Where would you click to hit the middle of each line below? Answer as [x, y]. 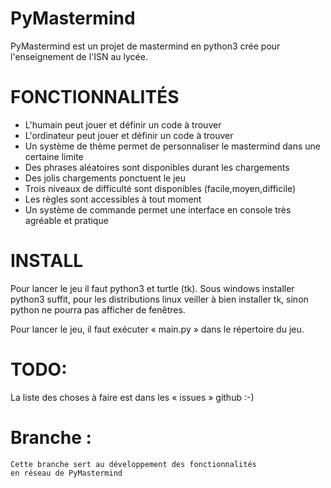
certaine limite [54, 156]
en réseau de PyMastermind [66, 473]
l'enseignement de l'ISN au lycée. [79, 56]
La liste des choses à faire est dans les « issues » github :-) [132, 397]
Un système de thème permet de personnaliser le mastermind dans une [172, 146]
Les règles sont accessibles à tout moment [113, 199]
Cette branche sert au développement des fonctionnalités [133, 464]
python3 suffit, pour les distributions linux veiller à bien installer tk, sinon [159, 299]
